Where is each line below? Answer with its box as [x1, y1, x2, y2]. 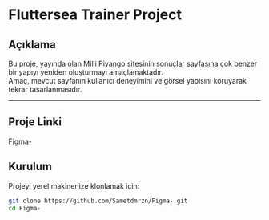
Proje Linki [8, 115, 62, 129]
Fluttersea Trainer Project [8, 6, 183, 24]
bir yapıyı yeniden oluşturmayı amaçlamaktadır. [8, 67, 164, 77]
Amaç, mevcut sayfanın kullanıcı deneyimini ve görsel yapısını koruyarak [8, 76, 247, 85]
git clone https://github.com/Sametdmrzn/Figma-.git [8, 197, 188, 205]
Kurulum [8, 160, 53, 173]
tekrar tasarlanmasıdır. [8, 84, 82, 94]
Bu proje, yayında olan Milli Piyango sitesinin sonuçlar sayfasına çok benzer [8, 59, 258, 68]
